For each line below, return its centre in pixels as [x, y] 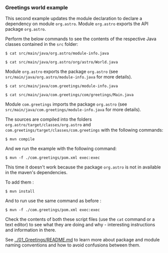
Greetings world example [37, 8]
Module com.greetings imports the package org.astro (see [66, 104]
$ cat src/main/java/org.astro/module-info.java [57, 54]
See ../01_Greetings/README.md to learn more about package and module [82, 240]
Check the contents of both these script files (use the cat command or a [80, 219]
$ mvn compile [20, 139]
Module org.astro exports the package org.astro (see [62, 71]
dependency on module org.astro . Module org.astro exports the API [77, 24]
